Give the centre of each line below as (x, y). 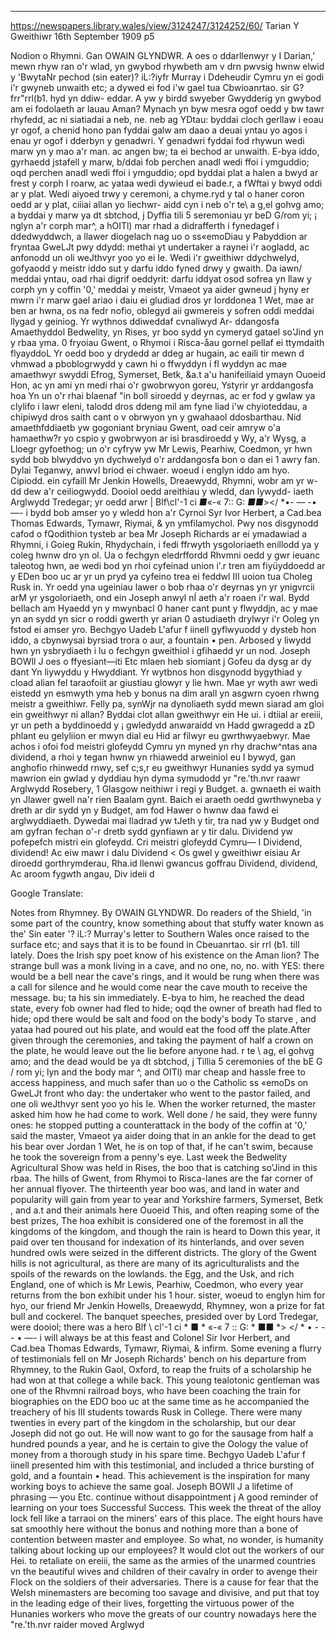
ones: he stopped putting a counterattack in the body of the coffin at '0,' (159, 1125)
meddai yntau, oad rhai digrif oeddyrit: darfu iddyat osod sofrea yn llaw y (161, 279)
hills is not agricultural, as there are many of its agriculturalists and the (155, 1263)
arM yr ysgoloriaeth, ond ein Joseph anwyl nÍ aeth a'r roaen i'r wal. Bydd (160, 597)
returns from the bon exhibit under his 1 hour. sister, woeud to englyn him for (168, 1295)
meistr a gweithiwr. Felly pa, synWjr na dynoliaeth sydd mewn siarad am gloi (167, 704)
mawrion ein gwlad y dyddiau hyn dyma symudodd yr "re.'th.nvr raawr (155, 778)
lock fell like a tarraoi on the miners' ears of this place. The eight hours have (166, 1518)
